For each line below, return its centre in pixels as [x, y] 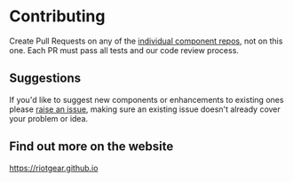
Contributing [57, 16]
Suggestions [45, 79]
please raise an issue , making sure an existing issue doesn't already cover [145, 109]
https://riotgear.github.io [54, 168]
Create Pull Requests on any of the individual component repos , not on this [146, 41]
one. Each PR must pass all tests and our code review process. [124, 50]
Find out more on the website [91, 147]
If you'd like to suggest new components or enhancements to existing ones [146, 99]
